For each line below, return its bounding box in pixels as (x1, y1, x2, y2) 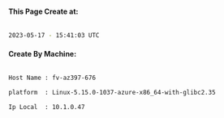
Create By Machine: (8, 48, 77, 58)
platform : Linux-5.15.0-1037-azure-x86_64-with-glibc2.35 (8, 89, 217, 97)
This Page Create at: (8, 6, 79, 16)
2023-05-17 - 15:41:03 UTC (8, 32, 100, 40)
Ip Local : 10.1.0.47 (8, 103, 85, 112)
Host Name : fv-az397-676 (8, 74, 96, 82)
